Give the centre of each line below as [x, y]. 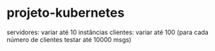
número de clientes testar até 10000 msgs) [69, 39]
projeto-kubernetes [66, 13]
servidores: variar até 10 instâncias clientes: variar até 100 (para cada [108, 32]
